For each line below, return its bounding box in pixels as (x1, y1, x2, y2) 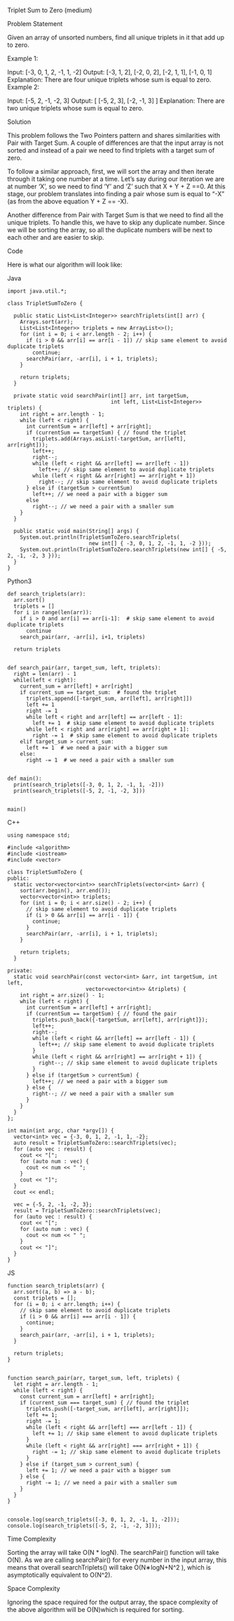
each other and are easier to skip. (7, 233, 104, 241)
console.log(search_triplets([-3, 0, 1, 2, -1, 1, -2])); (7, 1516, 180, 1523)
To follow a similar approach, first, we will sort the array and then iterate (7, 167, 215, 175)
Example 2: (7, 83, 40, 91)
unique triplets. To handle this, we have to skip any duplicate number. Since (7, 218, 226, 226)
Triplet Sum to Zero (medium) (7, 6, 92, 14)
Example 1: (7, 54, 39, 63)
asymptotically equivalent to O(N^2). (7, 1571, 113, 1579)
